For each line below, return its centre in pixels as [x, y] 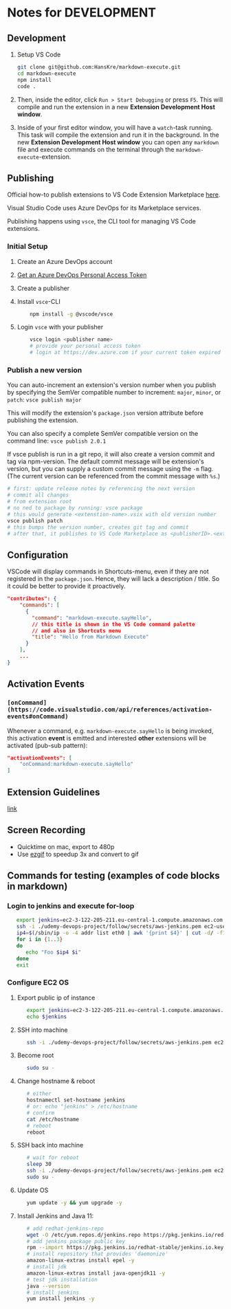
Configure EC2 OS [38, 982]
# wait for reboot [53, 1158]
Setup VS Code [39, 54]
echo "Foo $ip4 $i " [53, 952]
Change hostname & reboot [56, 1081]
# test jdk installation [62, 1279]
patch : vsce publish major [44, 399]
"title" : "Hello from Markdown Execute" [90, 637]
